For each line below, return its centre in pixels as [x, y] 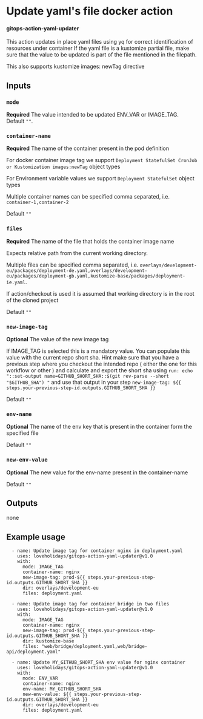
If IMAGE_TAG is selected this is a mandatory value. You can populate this [98, 351]
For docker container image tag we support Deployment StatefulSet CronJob [102, 160]
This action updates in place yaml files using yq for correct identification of [100, 42]
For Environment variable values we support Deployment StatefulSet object [101, 179]
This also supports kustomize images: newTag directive [75, 66]
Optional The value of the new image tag [58, 339]
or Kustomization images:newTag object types [63, 167]
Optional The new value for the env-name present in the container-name [97, 472]
